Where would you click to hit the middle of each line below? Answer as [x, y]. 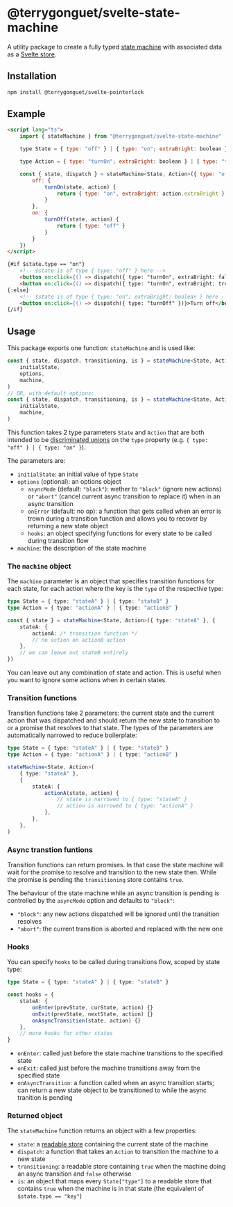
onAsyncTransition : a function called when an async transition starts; [116, 1083]
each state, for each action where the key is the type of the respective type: [115, 589]
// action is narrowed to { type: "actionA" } [125, 806]
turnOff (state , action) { [81, 220]
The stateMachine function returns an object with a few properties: [102, 1131]
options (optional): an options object [69, 481]
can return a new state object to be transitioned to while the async [112, 1090]
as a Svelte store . [32, 54]
